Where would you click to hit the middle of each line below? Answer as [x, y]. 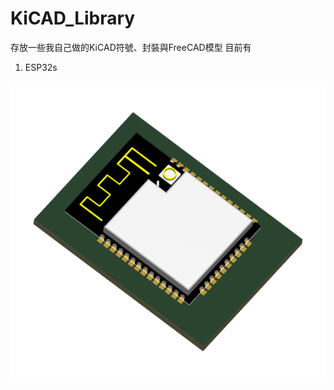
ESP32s [41, 67]
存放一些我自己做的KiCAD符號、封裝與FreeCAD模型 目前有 [131, 47]
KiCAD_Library [73, 18]
